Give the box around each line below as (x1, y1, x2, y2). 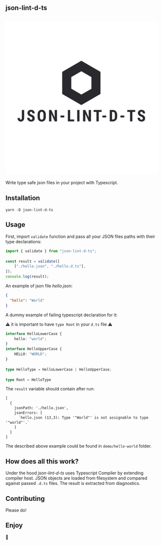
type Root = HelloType (5, 377, 51, 382)
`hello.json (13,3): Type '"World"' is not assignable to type (18, 415, 149, 420)
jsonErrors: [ (14, 410, 43, 416)
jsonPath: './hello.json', (14, 405, 69, 411)
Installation (5, 194, 40, 202)
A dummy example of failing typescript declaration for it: (5, 312, 118, 318)
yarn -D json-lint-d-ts (5, 208, 54, 213)
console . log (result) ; (5, 274, 49, 279)
